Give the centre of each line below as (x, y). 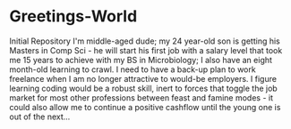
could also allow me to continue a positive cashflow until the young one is (145, 107)
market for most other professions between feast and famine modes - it (141, 97)
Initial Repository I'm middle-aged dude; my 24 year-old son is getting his (145, 41)
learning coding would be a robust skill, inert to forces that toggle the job (143, 88)
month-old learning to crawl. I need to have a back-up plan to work (133, 69)
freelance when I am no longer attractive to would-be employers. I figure (143, 78)
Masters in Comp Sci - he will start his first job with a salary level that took (146, 50)
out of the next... (40, 117)
